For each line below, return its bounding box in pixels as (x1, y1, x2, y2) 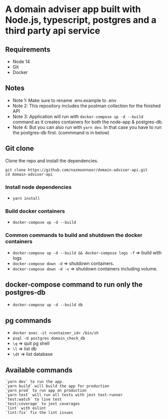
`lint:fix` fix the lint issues (5, 410, 73, 415)
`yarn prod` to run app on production (5, 388, 87, 393)
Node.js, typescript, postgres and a (5, 14, 157, 26)
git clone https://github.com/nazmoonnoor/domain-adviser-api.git (5, 167, 148, 172)
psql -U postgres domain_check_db (12, 336, 85, 341)
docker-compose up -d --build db (12, 302, 83, 308)
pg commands (5, 316, 51, 324)
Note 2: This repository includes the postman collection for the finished (12, 103, 161, 109)
